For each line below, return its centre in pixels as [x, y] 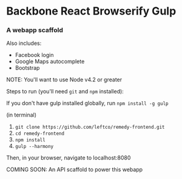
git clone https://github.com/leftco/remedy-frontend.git [90, 127]
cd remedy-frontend [40, 134]
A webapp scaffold [35, 30]
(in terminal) [22, 115]
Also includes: [24, 43]
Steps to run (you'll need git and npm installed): [65, 92]
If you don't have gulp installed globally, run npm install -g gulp [87, 103]
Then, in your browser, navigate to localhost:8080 [69, 158]
